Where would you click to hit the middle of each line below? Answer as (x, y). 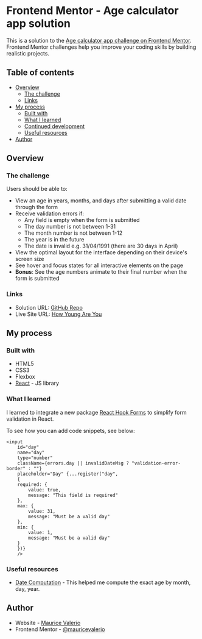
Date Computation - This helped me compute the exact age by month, (103, 582)
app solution (39, 23)
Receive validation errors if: (49, 213)
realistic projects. (28, 53)
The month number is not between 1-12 (73, 233)
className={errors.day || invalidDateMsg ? (73, 463)
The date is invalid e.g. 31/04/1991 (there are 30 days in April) (101, 246)
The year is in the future (54, 240)
